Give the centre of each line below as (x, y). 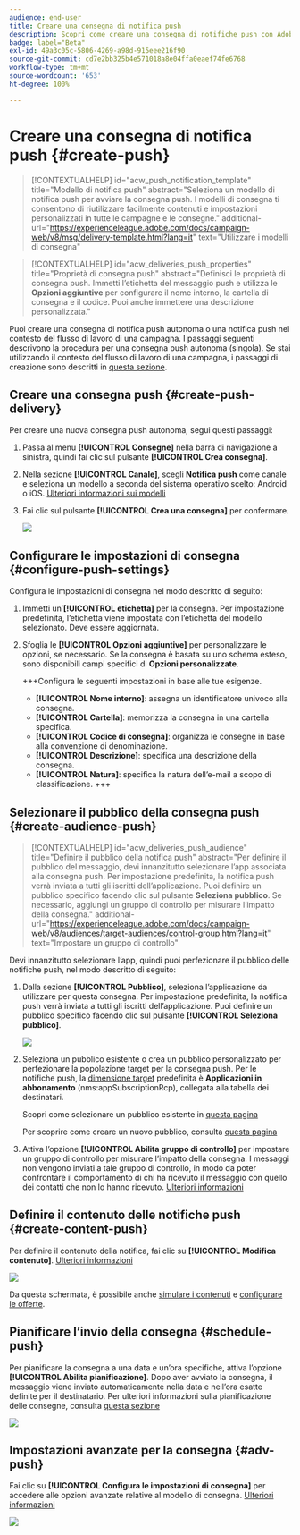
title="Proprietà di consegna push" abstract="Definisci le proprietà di (158, 273)
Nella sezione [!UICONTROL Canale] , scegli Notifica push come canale (154, 474)
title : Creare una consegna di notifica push (95, 26)
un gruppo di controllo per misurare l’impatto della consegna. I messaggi (156, 1158)
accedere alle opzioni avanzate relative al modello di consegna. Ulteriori (142, 1496)
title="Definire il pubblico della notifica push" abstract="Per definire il (158, 857)
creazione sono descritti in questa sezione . (88, 367)
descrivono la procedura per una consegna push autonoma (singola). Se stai (150, 348)
